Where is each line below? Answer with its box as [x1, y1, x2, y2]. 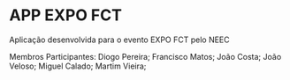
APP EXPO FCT [9, 5, 122, 25]
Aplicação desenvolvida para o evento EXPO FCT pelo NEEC [9, 34, 230, 45]
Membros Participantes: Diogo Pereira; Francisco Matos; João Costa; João [9, 51, 282, 62]
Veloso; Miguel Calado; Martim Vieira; [9, 61, 147, 71]
